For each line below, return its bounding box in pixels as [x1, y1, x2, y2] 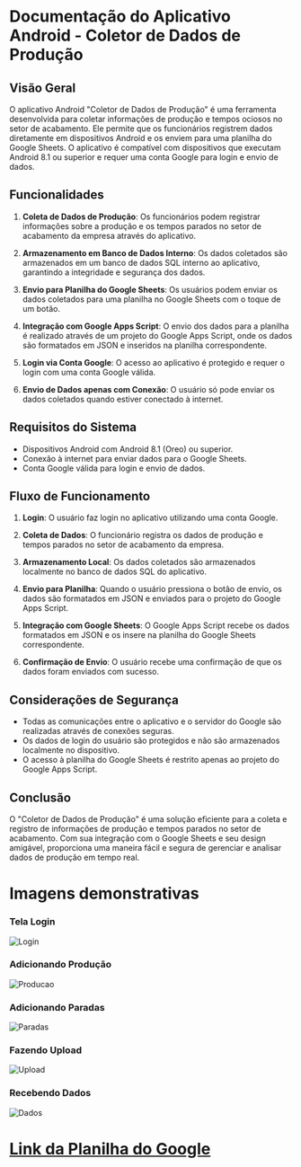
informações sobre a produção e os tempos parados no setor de [22, 220, 262, 231]
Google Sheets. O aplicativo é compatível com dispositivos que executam [9, 142, 281, 153]
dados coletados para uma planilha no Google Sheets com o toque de [22, 294, 281, 305]
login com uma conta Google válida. [22, 367, 156, 377]
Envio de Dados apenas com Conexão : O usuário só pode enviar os [22, 384, 276, 394]
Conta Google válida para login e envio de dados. [22, 463, 206, 473]
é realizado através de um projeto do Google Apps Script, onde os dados [22, 330, 293, 340]
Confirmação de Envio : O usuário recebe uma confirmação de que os [22, 657, 282, 667]
